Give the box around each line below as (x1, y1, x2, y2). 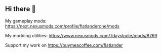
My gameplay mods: (5, 18, 47, 24)
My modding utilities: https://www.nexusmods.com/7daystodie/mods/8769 (5, 32, 157, 38)
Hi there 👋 (5, 5, 36, 13)
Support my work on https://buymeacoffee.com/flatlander (5, 42, 123, 48)
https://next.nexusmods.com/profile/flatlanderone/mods (5, 23, 120, 29)
